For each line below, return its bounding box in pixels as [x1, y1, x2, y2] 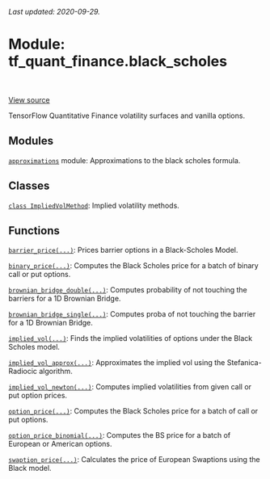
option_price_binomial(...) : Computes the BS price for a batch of [8, 431, 231, 440]
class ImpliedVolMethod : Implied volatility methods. [8, 200, 179, 210]
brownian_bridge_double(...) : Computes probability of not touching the [8, 285, 248, 295]
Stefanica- [226, 358, 262, 368]
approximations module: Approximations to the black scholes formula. [8, 155, 241, 165]
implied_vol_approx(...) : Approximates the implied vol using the [8, 358, 226, 368]
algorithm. [39, 367, 73, 376]
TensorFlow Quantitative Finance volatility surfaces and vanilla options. [8, 111, 245, 120]
